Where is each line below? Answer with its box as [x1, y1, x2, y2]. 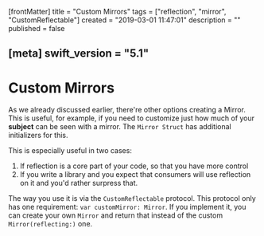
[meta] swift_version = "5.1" [8, 47, 149, 61]
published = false [8, 24, 65, 33]
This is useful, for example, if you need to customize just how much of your [8, 113, 255, 123]
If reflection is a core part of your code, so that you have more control [19, 161, 249, 171]
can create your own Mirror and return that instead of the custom [8, 210, 223, 220]
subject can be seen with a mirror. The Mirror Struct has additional [8, 122, 232, 132]
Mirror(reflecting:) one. [8, 219, 93, 229]
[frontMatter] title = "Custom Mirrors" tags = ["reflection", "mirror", [8, 7, 227, 16]
